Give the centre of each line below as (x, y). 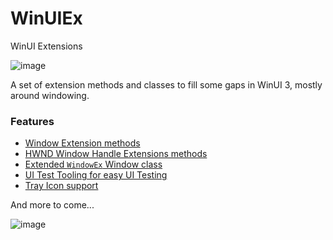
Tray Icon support (61, 186)
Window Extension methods (82, 143)
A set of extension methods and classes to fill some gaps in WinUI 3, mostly (166, 84)
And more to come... (52, 205)
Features (32, 121)
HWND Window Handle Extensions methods (116, 154)
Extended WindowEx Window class (93, 164)
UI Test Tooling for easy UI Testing (96, 175)
